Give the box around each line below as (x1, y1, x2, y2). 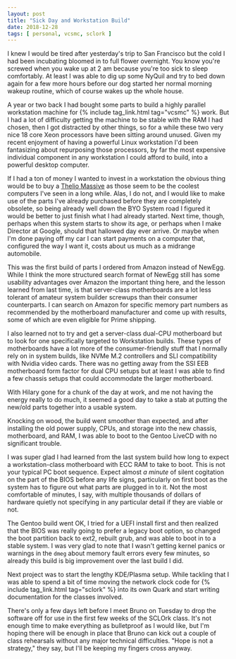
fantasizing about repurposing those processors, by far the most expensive (7, 146, 226, 154)
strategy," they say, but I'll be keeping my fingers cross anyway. (7, 644, 192, 653)
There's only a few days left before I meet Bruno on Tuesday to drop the (7, 607, 216, 615)
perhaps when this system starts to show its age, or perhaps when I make (7, 220, 222, 228)
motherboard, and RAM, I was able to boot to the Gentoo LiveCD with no (7, 432, 217, 440)
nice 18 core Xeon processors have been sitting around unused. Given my (7, 131, 222, 139)
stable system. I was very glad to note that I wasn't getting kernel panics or (7, 542, 225, 550)
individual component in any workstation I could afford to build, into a (7, 153, 209, 162)
